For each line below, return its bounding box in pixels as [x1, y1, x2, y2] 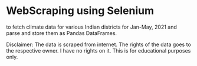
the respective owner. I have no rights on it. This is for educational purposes [6, 47, 191, 54]
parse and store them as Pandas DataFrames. [6, 29, 117, 36]
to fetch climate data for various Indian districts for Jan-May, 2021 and [6, 23, 177, 30]
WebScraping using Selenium [6, 4, 155, 18]
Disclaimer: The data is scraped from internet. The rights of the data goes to [6, 41, 192, 48]
